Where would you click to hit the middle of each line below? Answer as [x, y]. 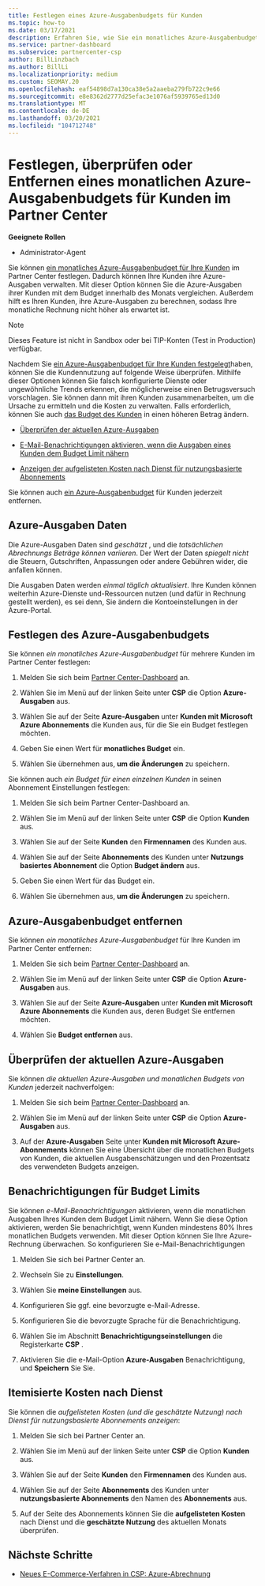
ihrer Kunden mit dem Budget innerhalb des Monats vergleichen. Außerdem [131, 292]
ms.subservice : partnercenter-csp [65, 52]
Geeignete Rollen [37, 237]
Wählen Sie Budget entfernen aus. [76, 1035]
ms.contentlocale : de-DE [49, 111]
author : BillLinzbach [44, 60]
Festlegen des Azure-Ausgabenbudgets [109, 635]
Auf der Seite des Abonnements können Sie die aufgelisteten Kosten [132, 1513]
